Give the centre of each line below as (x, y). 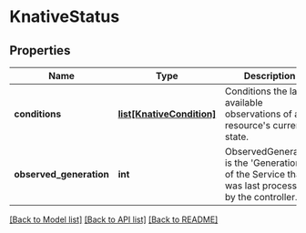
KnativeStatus (65, 17)
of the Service (255, 174)
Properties (40, 51)
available (244, 102)
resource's (248, 125)
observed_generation (61, 174)
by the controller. (261, 197)
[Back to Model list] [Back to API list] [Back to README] (114, 219)
